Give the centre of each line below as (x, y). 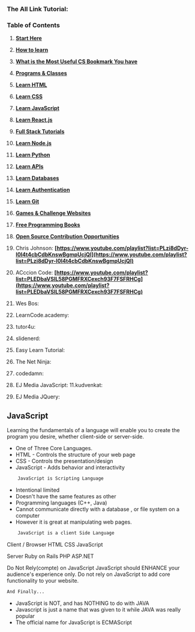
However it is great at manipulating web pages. (73, 522)
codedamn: (29, 373)
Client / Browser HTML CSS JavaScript (55, 544)
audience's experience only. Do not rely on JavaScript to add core (88, 574)
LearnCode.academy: (42, 315)
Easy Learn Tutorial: (40, 350)
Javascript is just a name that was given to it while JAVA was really (98, 609)
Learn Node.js (33, 143)
